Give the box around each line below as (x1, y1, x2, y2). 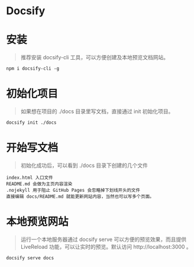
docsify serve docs (6, 255, 54, 261)
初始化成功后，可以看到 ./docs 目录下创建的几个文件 (20, 162, 148, 169)
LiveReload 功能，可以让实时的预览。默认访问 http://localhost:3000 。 (20, 243, 192, 250)
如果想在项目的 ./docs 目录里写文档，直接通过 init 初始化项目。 (20, 108, 174, 115)
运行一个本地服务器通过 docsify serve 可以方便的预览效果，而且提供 (20, 236, 187, 243)
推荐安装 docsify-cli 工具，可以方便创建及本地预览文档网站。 (20, 54, 169, 61)
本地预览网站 (6, 215, 69, 229)
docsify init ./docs (6, 120, 57, 126)
